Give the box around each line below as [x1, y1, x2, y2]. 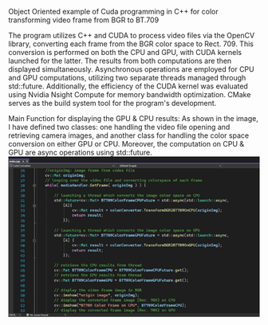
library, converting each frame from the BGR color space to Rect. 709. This [8, 39, 254, 49]
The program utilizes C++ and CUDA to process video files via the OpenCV [8, 31, 255, 40]
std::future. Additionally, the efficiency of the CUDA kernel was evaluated [8, 81, 249, 91]
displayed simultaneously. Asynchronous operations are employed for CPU [8, 65, 254, 74]
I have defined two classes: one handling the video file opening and [8, 123, 231, 131]
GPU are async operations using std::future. [8, 147, 153, 157]
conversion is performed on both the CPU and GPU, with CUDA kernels [8, 48, 242, 57]
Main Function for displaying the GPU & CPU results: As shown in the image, [8, 114, 259, 123]
